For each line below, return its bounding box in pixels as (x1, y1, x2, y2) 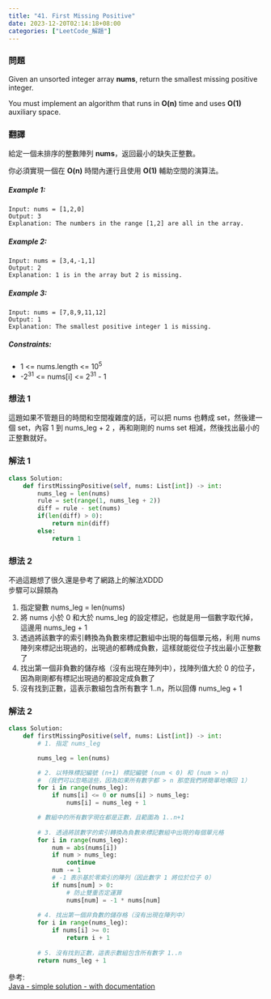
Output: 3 (8, 212, 42, 220)
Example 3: (8, 288, 47, 298)
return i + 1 (66, 934, 111, 942)
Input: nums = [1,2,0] (8, 205, 85, 213)
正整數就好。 (8, 433, 51, 443)
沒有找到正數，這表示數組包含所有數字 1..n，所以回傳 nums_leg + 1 (19, 683, 243, 693)
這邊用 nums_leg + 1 (19, 623, 87, 632)
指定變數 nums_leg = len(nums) (19, 602, 125, 612)
